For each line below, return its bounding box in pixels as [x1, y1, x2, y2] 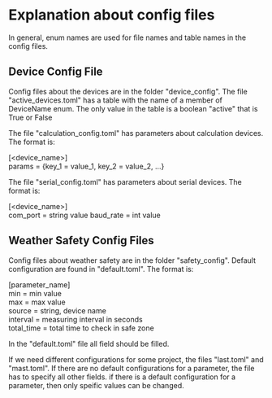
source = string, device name [8, 305, 107, 315]
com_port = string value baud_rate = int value [8, 210, 161, 220]
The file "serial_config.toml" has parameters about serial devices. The [8, 177, 242, 186]
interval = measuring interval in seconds [8, 314, 144, 324]
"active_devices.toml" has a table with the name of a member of [8, 95, 223, 105]
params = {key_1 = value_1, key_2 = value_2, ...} [8, 161, 165, 171]
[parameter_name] [8, 279, 71, 290]
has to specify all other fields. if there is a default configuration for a [8, 372, 236, 382]
